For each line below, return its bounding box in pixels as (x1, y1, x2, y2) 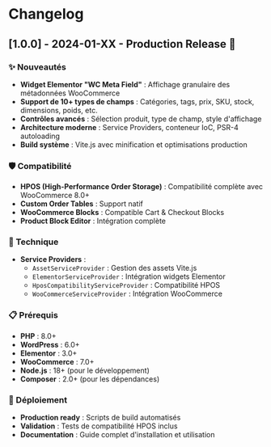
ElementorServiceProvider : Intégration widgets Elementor (32, 272, 226, 281)
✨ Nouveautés (8, 61, 66, 73)
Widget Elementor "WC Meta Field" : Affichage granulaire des (19, 79, 231, 89)
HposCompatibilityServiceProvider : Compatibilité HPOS (32, 280, 221, 290)
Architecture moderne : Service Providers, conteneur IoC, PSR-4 (19, 122, 239, 132)
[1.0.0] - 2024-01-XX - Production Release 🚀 (8, 37, 236, 51)
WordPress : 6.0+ (19, 339, 80, 349)
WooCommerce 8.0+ (19, 191, 91, 200)
